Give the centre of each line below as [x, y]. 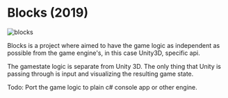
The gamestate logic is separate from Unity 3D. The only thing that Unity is [114, 66]
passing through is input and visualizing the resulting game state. [100, 74]
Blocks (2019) [48, 13]
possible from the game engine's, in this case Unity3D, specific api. [104, 53]
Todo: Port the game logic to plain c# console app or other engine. [102, 87]
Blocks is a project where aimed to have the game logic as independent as [114, 45]
